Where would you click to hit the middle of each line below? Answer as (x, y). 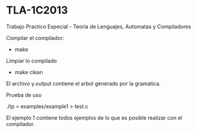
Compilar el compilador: (35, 38)
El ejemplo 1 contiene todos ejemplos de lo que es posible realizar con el (94, 118)
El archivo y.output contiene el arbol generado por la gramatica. (83, 84)
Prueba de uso (24, 95)
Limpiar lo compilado (32, 61)
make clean (29, 72)
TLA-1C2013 (37, 10)
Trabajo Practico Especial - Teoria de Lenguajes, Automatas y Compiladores (99, 26)
